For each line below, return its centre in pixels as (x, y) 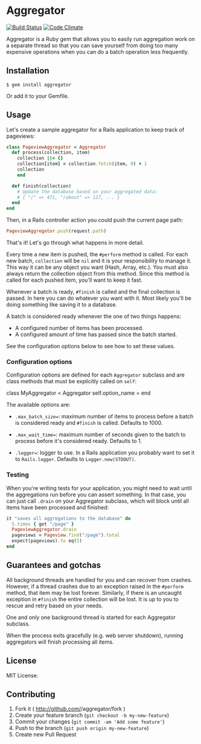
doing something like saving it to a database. (62, 305)
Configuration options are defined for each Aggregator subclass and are (96, 375)
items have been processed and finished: (58, 507)
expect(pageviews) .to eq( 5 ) (47, 541)
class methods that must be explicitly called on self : (72, 381)
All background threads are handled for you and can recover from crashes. (99, 580)
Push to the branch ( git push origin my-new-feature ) (82, 728)
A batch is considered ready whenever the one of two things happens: (94, 316)
